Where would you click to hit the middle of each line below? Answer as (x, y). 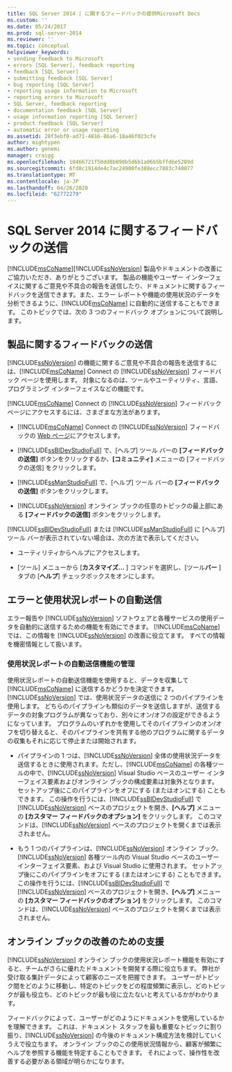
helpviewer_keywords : (38, 53)
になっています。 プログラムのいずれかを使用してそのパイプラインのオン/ (111, 723)
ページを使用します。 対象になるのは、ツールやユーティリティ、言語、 (121, 380)
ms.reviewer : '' (30, 40)
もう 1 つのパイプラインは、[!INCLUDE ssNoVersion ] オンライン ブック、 (120, 848)
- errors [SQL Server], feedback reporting (71, 65)
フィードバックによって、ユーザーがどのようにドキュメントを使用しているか (116, 1018)
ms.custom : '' (28, 20)
